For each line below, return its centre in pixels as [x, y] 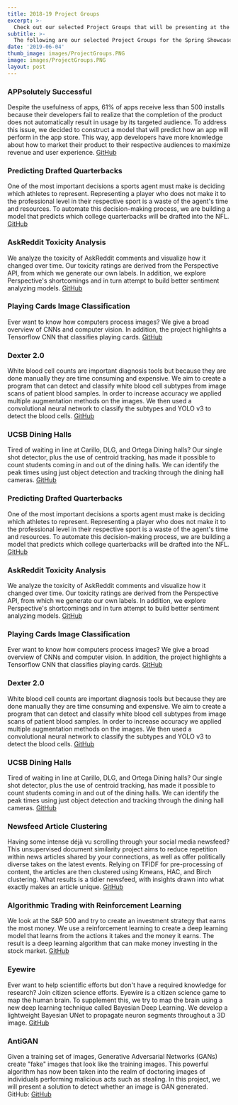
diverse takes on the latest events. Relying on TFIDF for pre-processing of [115, 864]
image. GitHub [28, 1023]
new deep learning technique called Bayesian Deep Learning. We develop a [118, 1007]
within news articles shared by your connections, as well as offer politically [117, 857]
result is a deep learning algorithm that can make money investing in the [113, 943]
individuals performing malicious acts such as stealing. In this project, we [114, 1079]
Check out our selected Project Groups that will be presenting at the [122, 27]
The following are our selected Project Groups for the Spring [109, 40]
